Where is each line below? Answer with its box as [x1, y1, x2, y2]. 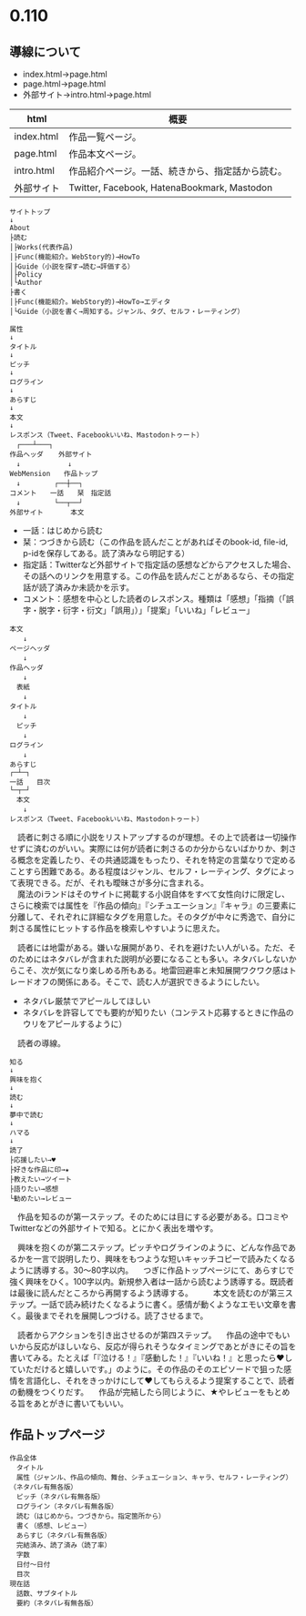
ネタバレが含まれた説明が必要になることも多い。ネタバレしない [48, 953, 289, 964]
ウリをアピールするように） [22, 1019, 127, 1029]
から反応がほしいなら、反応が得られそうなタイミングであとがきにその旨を [16, 1341, 297, 1352]
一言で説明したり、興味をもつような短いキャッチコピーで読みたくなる [33, 1254, 296, 1264]
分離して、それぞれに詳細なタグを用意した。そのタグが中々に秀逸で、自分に [9, 911, 296, 922]
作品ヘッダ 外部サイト [9, 450, 93, 459]
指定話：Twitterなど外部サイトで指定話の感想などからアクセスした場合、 [22, 559, 296, 570]
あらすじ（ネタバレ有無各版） [15, 1530, 112, 1540]
